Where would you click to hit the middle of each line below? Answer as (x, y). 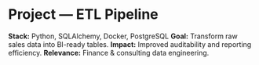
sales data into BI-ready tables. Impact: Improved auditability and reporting (130, 44)
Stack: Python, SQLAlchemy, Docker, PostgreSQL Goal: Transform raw (123, 36)
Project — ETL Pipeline (83, 14)
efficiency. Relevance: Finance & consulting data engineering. (109, 52)
